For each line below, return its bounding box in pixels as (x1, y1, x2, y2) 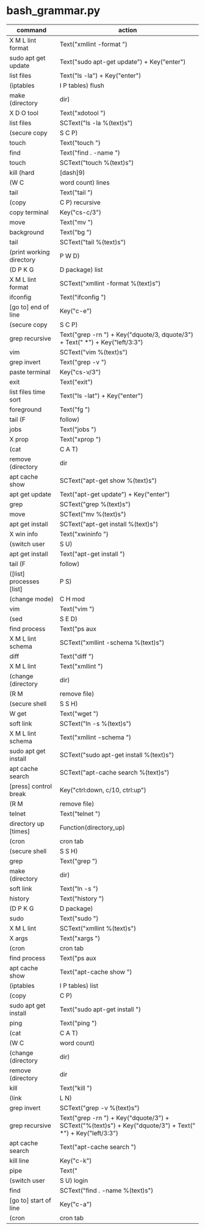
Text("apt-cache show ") (59, 967, 132, 976)
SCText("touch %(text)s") (59, 158, 134, 167)
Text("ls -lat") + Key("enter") (59, 391, 143, 400)
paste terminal (9, 367, 51, 376)
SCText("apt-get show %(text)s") (59, 476, 157, 485)
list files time (9, 388, 46, 396)
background (9, 227, 45, 236)
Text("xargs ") (59, 934, 101, 942)
